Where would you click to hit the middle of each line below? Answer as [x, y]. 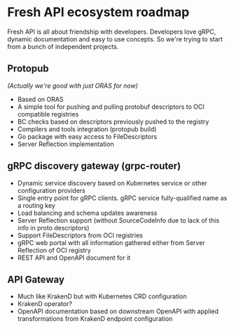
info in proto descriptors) [53, 227]
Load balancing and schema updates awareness [87, 213]
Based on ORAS [40, 99]
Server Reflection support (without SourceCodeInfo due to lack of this [118, 220]
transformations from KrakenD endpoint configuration [95, 319]
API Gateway [36, 279]
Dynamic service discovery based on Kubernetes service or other [112, 183]
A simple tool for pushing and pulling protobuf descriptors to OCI [111, 107]
